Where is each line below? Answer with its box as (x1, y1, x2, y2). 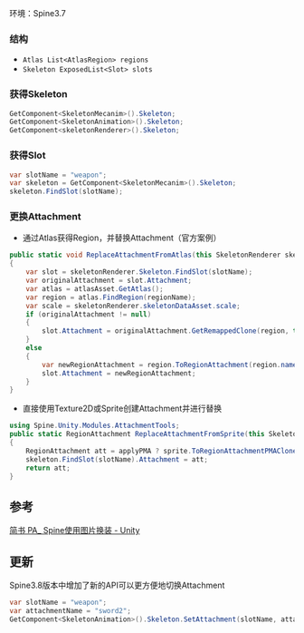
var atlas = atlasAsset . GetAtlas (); (25, 284, 165, 293)
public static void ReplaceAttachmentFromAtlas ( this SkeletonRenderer (9, 250, 281, 260)
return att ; (25, 463, 71, 472)
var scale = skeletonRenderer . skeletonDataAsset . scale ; (25, 301, 242, 310)
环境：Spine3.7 (9, 8, 66, 18)
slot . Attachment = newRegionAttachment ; (42, 368, 196, 378)
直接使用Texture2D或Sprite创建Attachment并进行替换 (22, 403, 223, 414)
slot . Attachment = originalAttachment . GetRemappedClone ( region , (42, 326, 290, 336)
